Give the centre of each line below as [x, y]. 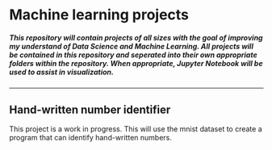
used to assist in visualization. [61, 72]
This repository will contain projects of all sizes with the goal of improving [136, 37]
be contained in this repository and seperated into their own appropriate [133, 55]
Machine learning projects [99, 15]
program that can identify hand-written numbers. [91, 137]
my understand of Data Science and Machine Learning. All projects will [131, 46]
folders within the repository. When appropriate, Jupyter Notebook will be [136, 63]
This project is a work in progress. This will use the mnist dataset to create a [136, 129]
